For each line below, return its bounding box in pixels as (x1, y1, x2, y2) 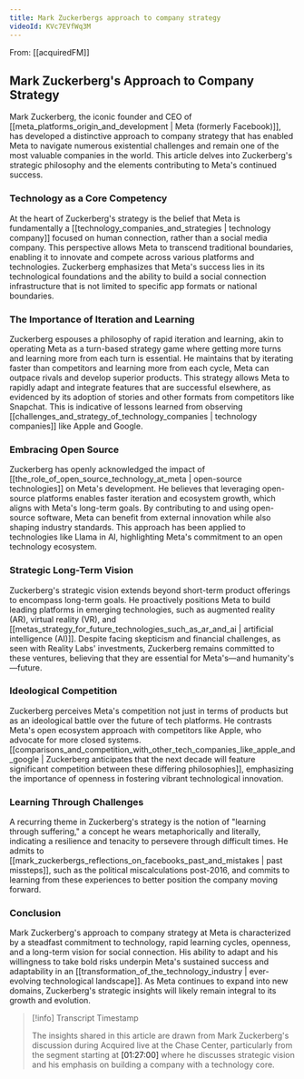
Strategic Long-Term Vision (9, 564, 134, 577)
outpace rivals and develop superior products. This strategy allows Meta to (9, 372, 290, 383)
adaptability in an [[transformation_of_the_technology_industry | (9, 966, 248, 977)
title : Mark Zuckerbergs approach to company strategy (9, 13, 221, 23)
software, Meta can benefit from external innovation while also (37, 512, 271, 523)
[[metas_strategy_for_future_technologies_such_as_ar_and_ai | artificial (9, 623, 274, 634)
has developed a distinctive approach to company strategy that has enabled (9, 131, 294, 142)
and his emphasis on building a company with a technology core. (31, 1059, 275, 1070)
